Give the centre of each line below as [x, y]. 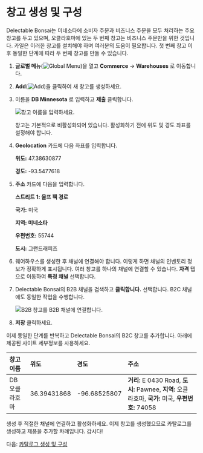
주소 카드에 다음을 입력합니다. [50, 184]
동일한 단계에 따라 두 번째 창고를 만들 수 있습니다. [70, 53]
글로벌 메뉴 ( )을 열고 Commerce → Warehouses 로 [95, 66]
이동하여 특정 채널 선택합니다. [61, 276]
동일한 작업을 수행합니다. [56, 297]
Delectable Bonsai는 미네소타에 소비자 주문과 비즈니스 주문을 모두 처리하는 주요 [101, 30]
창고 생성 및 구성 [44, 12]
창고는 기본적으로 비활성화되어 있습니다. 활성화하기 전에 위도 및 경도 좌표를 [103, 125]
